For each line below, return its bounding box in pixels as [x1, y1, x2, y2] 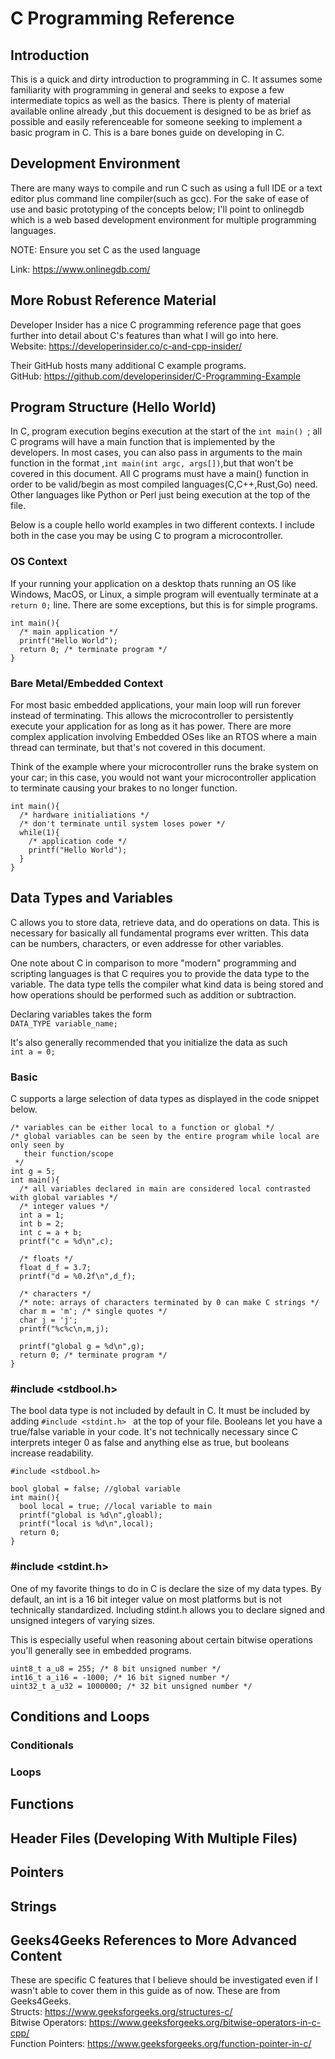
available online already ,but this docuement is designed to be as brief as [10, 105, 312, 117]
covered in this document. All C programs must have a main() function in [10, 468, 309, 480]
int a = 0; [10, 1047, 56, 1057]
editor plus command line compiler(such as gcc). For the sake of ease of [10, 192, 310, 204]
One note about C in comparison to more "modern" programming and [10, 957, 297, 969]
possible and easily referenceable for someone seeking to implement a [10, 116, 303, 127]
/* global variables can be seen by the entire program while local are [10, 1132, 320, 1142]
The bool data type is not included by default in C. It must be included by [10, 1405, 311, 1417]
